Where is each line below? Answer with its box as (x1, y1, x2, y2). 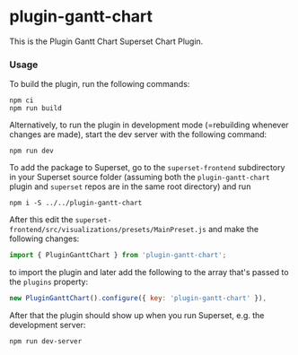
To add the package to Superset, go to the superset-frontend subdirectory (9, 162, 285, 173)
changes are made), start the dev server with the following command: (9, 129, 267, 140)
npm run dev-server (9, 336, 83, 346)
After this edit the (9, 214, 74, 225)
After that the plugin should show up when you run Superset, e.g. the (9, 309, 265, 320)
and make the (207, 224, 259, 235)
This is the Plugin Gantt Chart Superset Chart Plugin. (9, 36, 204, 47)
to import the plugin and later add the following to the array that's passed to (9, 267, 289, 278)
